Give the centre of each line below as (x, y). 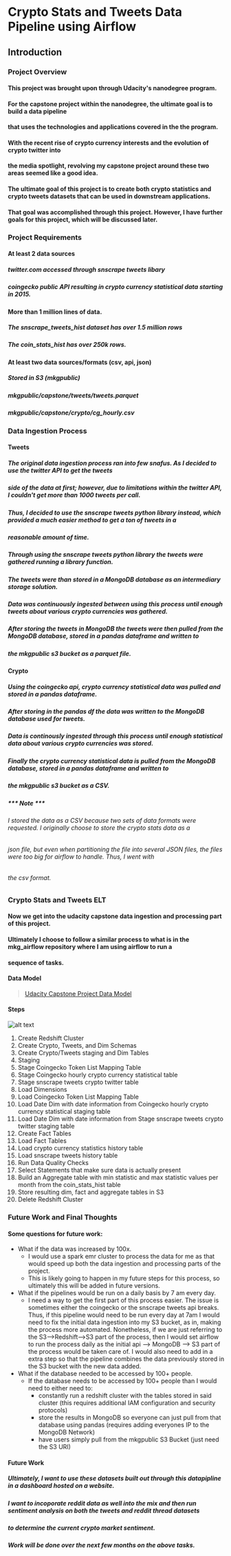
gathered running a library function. (60, 562)
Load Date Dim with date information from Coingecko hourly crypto (113, 1104)
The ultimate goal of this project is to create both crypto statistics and (110, 189)
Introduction (35, 52)
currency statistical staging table (64, 1111)
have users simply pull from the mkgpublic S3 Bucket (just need (129, 1439)
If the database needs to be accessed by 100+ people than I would (122, 1381)
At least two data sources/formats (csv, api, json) (80, 362)
